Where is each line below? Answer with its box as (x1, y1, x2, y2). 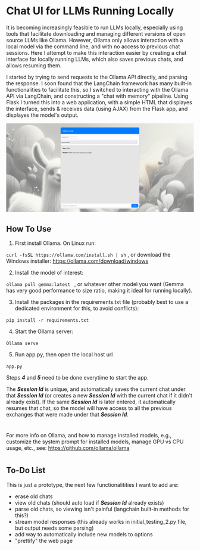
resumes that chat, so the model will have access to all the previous (6, 404, 173, 412)
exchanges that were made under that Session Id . (6, 411, 129, 418)
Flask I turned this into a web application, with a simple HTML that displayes (6, 98, 192, 105)
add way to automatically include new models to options (14, 530, 153, 537)
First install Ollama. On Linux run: (14, 240, 96, 247)
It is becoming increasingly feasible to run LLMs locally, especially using (6, 24, 183, 31)
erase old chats (14, 493, 53, 500)
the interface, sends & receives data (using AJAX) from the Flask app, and (6, 105, 188, 112)
